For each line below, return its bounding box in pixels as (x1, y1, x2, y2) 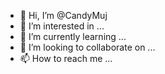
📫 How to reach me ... (19, 53, 113, 64)
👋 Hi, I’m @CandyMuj (19, 10, 108, 21)
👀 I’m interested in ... (19, 20, 105, 32)
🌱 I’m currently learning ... (19, 31, 127, 42)
